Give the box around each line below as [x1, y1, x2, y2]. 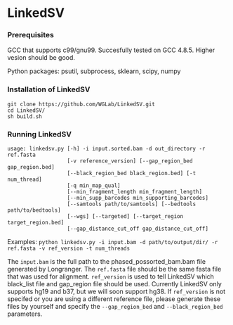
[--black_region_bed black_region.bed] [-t [67, 170, 197, 177]
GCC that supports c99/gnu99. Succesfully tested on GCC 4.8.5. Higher [7, 46, 215, 54]
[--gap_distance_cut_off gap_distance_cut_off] [67, 225, 209, 233]
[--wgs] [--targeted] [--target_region [67, 213, 184, 220]
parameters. [7, 310, 43, 318]
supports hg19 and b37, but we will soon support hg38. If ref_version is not [7, 287, 226, 296]
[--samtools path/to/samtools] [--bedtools [67, 200, 197, 208]
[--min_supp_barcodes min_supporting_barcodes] [67, 195, 209, 202]
